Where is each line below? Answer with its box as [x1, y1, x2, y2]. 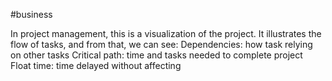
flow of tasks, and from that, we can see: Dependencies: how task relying [10, 39, 313, 50]
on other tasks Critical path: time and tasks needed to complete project [10, 49, 303, 61]
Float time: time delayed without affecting [10, 60, 182, 71]
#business [10, 9, 53, 20]
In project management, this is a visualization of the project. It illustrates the [10, 28, 322, 39]
